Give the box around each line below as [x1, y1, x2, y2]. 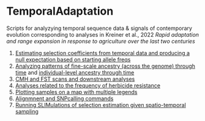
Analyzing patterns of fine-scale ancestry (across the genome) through [15, 62, 196, 70]
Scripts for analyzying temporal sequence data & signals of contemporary [6, 24, 193, 32]
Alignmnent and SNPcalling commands [15, 95, 114, 102]
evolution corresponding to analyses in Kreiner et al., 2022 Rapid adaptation [6, 31, 199, 38]
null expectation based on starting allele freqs [15, 56, 131, 63]
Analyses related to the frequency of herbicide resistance [15, 81, 161, 89]
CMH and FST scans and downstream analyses [15, 75, 135, 82]
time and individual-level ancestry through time [15, 68, 135, 76]
